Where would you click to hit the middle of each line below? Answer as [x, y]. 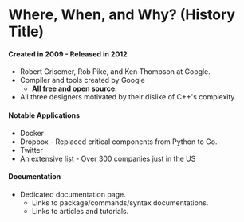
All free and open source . [74, 88]
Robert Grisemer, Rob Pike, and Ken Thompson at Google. [115, 72]
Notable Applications [44, 115]
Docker [32, 133]
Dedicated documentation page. [73, 194]
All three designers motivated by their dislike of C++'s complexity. [128, 97]
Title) [26, 31]
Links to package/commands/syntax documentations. [120, 203]
